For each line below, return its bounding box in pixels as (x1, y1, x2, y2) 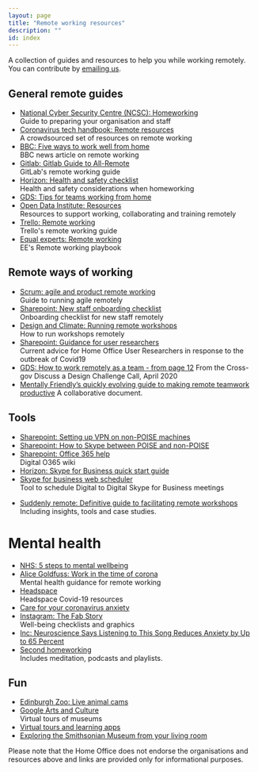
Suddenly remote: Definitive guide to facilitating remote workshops (19, 497, 238, 508)
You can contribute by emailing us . (8, 64, 121, 74)
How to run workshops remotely (19, 328, 125, 338)
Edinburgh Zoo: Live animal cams (19, 697, 129, 707)
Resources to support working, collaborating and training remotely (19, 209, 237, 219)
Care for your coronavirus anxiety (19, 602, 130, 612)
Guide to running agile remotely (19, 295, 123, 305)
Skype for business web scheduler (19, 474, 133, 484)
